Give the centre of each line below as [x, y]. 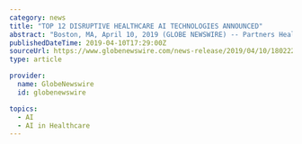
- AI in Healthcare [54, 126]
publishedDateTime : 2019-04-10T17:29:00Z [88, 43]
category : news [38, 18]
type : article [36, 59]
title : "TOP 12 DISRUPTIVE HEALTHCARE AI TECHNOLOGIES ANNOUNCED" [136, 26]
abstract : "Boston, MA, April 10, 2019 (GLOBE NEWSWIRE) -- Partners [142, 34]
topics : [24, 109]
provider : [28, 76]
